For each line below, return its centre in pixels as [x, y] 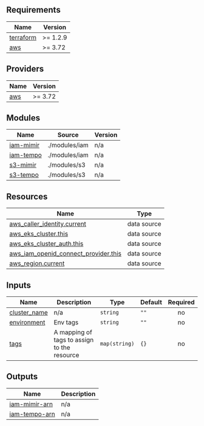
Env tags [66, 323]
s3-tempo [24, 175]
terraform [23, 37]
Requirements [33, 10]
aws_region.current [37, 264]
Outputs [22, 377]
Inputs [19, 285]
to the [62, 347]
